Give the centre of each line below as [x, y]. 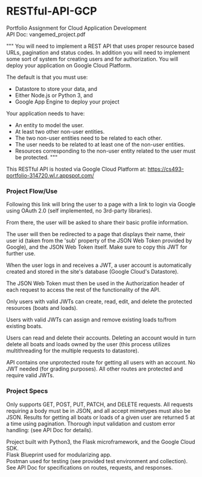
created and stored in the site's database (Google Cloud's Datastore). [93, 272]
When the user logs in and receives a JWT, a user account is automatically [99, 265]
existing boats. [24, 326]
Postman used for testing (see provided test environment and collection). [97, 461]
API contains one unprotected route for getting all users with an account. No [101, 363]
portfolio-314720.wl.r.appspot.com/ [50, 175]
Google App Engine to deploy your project [67, 102]
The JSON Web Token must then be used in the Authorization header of [96, 283]
